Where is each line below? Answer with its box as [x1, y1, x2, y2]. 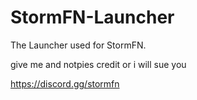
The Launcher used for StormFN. [10, 39, 147, 51]
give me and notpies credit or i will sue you [10, 58, 187, 70]
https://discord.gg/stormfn [10, 77, 120, 90]
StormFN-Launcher [10, 6, 175, 29]
